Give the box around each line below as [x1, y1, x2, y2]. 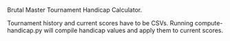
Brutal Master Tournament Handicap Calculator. [7, 6, 143, 14]
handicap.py [7, 27, 43, 34]
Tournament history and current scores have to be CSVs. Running [7, 19, 194, 27]
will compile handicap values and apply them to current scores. [43, 27, 224, 34]
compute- [195, 19, 223, 27]
